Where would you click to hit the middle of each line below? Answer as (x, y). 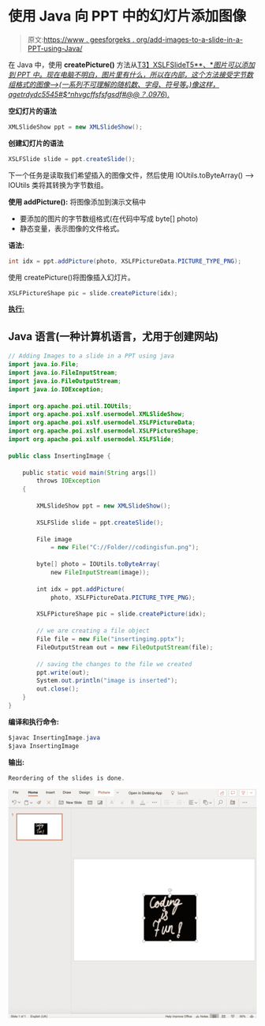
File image (54, 539)
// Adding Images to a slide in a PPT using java (91, 356)
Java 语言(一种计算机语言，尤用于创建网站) (114, 336)
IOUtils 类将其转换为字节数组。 (58, 185)
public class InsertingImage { (60, 456)
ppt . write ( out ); (63, 672)
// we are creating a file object (93, 631)
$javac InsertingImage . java (54, 738)
